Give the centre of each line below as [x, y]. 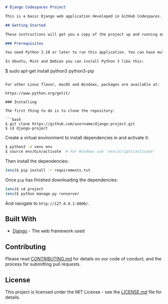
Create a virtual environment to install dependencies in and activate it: [77, 138]
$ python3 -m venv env [29, 147]
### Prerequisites [24, 43]
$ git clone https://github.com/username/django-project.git [70, 124]
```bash [13, 120]
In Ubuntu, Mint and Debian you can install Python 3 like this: [74, 62]
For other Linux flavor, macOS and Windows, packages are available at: [82, 85]
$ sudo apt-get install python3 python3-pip [50, 71]
